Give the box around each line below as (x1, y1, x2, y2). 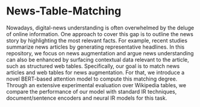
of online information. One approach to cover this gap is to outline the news (6, 30, 194, 37)
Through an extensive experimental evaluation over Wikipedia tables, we (6, 81, 187, 88)
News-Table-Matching (6, 4, 122, 18)
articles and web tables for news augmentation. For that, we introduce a (6, 69, 185, 76)
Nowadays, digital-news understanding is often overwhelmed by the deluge (6, 24, 195, 31)
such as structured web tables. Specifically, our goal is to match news (6, 62, 180, 70)
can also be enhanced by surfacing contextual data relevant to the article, (6, 56, 190, 63)
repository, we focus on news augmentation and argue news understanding (6, 49, 194, 57)
